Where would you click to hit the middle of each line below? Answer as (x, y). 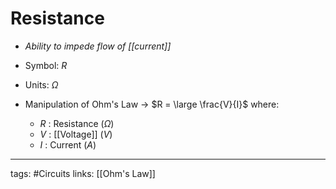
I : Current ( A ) (68, 144)
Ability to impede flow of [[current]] (98, 46)
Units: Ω (41, 84)
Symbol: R (46, 65)
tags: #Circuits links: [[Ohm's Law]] (83, 173)
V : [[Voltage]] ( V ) (76, 134)
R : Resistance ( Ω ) (77, 123)
